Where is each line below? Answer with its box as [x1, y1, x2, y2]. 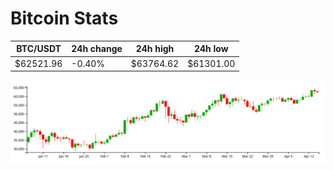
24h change [71, 43, 123, 55]
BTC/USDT [16, 43, 62, 55]
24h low [193, 43, 229, 55]
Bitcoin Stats [10, 7, 119, 30]
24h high [135, 43, 175, 55]
